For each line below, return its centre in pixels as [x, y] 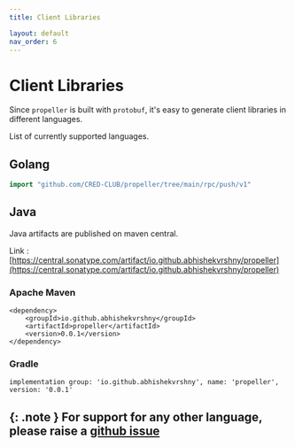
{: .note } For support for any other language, [136, 417]
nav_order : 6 [33, 42]
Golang [30, 164]
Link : [19, 250]
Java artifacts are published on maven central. [94, 233]
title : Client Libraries [55, 17]
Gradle [24, 364]
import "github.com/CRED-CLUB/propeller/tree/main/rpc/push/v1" [130, 185]
